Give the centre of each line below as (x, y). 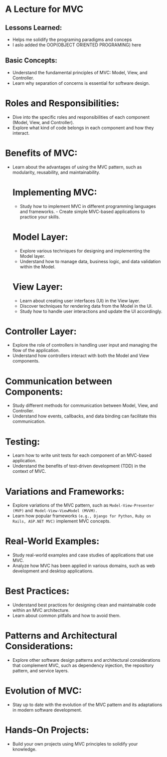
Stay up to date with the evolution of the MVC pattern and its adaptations (87, 705)
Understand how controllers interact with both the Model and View (81, 356)
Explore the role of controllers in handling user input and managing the (85, 345)
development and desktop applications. (53, 571)
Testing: (23, 442)
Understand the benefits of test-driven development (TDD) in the (79, 466)
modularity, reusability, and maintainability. (56, 172)
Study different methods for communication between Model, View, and (85, 405)
